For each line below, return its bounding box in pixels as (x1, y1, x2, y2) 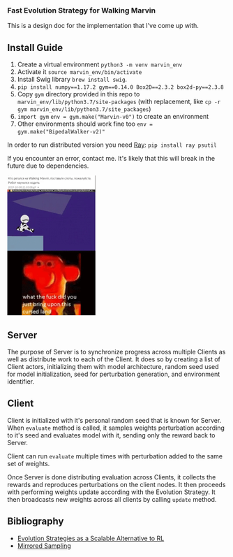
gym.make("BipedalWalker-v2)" (17, 129, 106, 136)
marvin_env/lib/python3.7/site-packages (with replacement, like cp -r (17, 97, 221, 106)
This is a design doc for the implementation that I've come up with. (7, 22, 199, 30)
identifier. (7, 377, 35, 386)
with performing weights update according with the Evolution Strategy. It (7, 488, 216, 496)
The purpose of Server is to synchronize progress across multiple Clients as (7, 347, 226, 356)
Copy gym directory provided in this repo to (17, 90, 140, 99)
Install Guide (7, 41, 63, 54)
